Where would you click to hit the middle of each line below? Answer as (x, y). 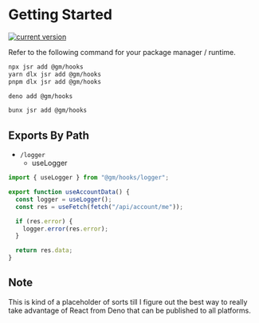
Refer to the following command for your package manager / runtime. (122, 52)
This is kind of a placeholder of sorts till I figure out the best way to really (128, 301)
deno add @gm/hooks (41, 96)
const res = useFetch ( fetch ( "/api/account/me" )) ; (99, 207)
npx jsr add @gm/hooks (46, 67)
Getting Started (61, 15)
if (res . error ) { (44, 221)
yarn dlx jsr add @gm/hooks (55, 74)
